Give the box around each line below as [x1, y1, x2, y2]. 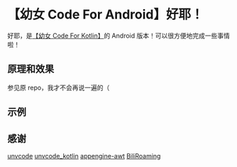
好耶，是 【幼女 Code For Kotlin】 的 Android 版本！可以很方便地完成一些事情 [7, 31, 231, 40]
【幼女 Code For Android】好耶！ [7, 6, 204, 23]
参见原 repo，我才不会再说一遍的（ [7, 83, 110, 92]
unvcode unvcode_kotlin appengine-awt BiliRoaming [7, 151, 161, 160]
